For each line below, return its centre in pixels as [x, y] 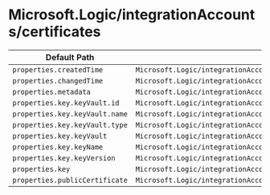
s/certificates [55, 32]
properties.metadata [51, 91]
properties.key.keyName [58, 147]
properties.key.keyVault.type [70, 125]
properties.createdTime [58, 69]
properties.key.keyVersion [64, 158]
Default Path [70, 57]
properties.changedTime [58, 81]
